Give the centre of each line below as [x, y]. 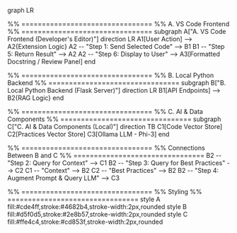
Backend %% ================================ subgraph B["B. [117, 83]
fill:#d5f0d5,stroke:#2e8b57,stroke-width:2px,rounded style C [98, 214]
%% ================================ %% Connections [106, 148]
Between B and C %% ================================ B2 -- [115, 155]
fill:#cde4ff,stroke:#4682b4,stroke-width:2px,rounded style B [97, 207]
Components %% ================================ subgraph [114, 119]
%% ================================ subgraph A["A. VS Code [117, 32]
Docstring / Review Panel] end [51, 62]
